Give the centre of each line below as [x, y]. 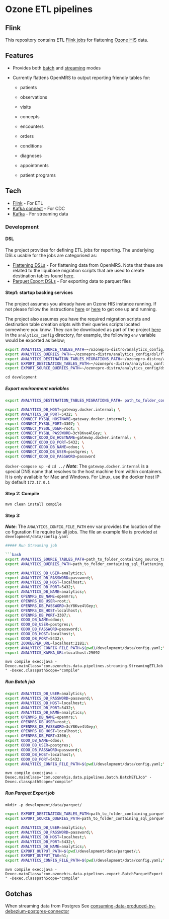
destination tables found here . [44, 276]
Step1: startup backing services [39, 292]
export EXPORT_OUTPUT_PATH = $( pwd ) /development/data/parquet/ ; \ [73, 851]
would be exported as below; [35, 340]
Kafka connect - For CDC [39, 208]
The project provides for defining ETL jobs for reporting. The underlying [80, 250]
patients [28, 87]
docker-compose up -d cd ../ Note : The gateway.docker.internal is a [77, 466]
